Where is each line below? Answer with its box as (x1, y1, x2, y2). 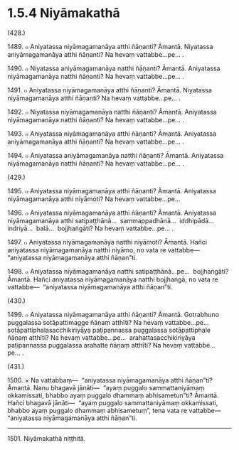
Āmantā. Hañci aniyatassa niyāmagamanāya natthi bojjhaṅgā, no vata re (7, 275, 218, 284)
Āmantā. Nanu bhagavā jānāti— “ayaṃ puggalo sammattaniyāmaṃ (7, 383, 205, 392)
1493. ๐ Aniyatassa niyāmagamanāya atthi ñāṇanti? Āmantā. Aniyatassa (7, 129, 217, 138)
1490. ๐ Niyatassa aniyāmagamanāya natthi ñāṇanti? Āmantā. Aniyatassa (7, 64, 221, 73)
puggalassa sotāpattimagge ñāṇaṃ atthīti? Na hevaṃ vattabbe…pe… (7, 318, 209, 326)
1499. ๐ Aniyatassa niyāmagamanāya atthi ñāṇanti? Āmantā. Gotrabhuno (7, 310, 219, 318)
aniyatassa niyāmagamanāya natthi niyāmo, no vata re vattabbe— (7, 245, 201, 254)
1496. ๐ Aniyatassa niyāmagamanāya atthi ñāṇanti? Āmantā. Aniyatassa (7, 208, 217, 217)
